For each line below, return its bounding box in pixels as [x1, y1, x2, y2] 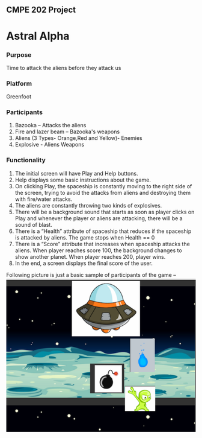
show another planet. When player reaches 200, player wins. [14, 253, 166, 260]
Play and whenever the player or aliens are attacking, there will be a [14, 214, 183, 222]
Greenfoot [6, 93, 32, 100]
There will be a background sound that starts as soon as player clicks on [14, 208, 195, 215]
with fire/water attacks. [14, 195, 73, 203]
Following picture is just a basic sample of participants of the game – [6, 271, 176, 278]
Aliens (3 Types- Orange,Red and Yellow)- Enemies [14, 135, 142, 142]
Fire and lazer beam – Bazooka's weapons [14, 128, 120, 135]
